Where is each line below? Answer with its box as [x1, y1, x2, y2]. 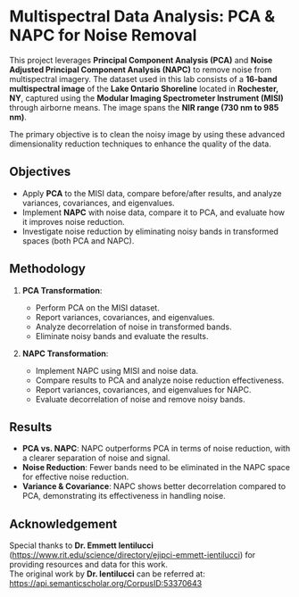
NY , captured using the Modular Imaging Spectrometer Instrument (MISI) [9, 92, 284, 104]
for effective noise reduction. [21, 471, 129, 483]
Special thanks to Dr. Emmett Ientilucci [9, 540, 154, 551]
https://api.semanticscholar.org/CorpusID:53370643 [9, 578, 203, 589]
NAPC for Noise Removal [9, 25, 197, 46]
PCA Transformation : [21, 285, 103, 295]
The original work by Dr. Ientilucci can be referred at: [9, 568, 205, 579]
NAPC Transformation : [21, 348, 109, 359]
